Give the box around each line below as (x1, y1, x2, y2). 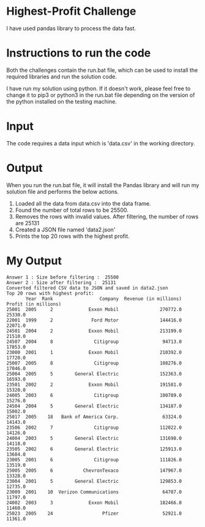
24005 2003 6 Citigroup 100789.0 (6, 392, 182, 398)
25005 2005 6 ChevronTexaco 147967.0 (6, 467, 182, 474)
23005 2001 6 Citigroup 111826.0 (6, 456, 182, 463)
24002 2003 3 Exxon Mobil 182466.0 (6, 499, 182, 506)
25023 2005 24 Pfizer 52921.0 (6, 510, 182, 517)
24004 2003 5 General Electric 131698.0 (6, 435, 182, 441)
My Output (6, 253, 62, 267)
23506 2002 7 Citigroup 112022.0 (6, 425, 182, 431)
